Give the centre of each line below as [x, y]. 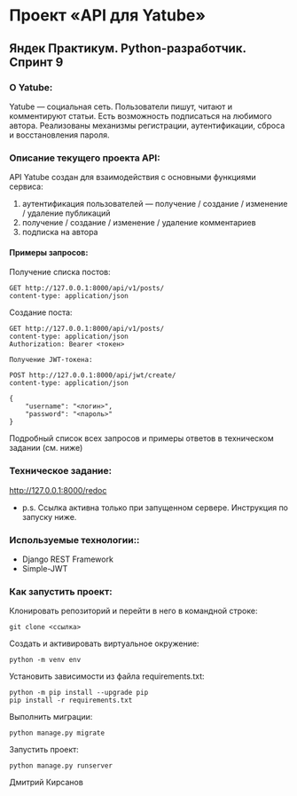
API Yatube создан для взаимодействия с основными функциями [133, 177]
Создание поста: [41, 312]
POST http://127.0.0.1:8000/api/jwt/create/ [93, 375]
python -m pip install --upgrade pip [79, 693]
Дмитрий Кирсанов [47, 783]
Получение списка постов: [60, 272]
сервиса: [26, 186]
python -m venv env [45, 660]
